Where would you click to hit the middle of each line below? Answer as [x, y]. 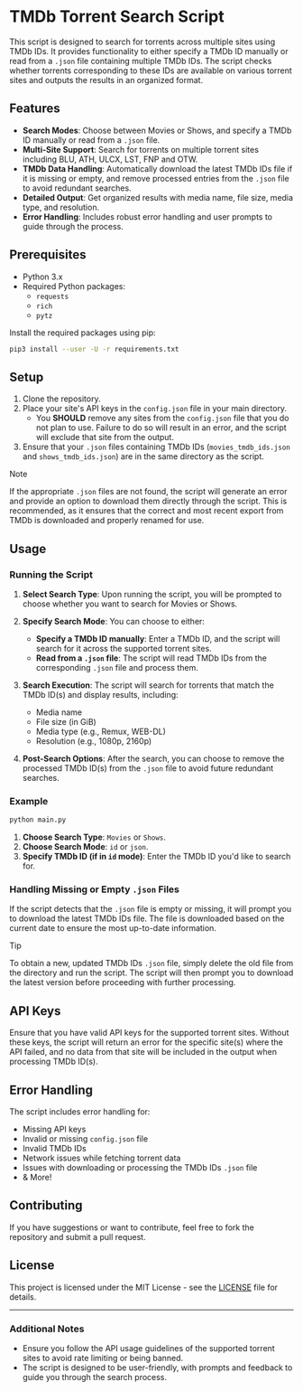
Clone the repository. [61, 399]
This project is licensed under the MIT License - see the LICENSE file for [143, 1287]
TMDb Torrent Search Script [117, 17]
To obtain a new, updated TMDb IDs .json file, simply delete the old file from [151, 963]
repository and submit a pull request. [78, 1236]
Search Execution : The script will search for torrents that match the [148, 685]
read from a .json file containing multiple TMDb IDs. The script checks [141, 61]
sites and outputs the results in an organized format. [106, 80]
